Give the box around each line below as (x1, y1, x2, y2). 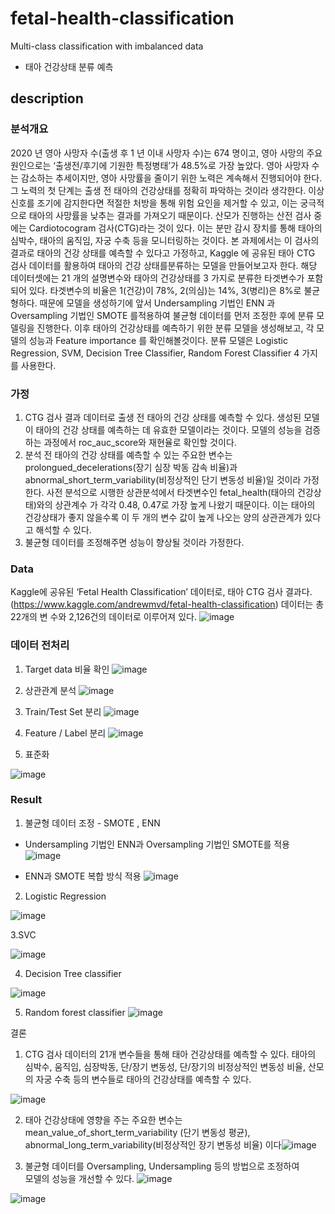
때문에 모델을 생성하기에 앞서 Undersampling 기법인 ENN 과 (39, 297, 276, 309)
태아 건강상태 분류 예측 (24, 60, 114, 72)
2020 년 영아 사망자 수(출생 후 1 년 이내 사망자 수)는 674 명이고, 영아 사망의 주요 (10, 147, 323, 159)
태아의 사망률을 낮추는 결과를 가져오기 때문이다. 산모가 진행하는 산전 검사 (28, 209, 312, 221)
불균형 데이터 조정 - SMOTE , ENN (24, 817, 161, 829)
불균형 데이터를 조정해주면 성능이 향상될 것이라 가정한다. (24, 536, 245, 548)
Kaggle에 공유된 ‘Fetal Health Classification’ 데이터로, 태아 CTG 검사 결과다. (10, 586, 313, 598)
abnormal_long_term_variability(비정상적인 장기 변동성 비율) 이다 (24, 1138, 282, 1151)
